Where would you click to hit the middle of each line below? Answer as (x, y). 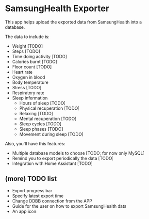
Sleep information (30, 98)
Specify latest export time (38, 196)
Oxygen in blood (28, 77)
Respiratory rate (28, 93)
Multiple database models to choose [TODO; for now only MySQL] (78, 153)
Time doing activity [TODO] (39, 56)
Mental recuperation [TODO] (48, 119)
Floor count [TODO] (32, 67)
